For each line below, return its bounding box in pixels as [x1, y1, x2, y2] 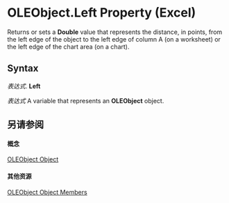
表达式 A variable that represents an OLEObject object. [7, 96, 164, 105]
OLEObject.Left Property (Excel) [7, 5, 196, 21]
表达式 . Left [7, 82, 41, 90]
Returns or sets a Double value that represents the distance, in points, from [7, 28, 223, 36]
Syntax [7, 62, 39, 74]
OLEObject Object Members [7, 188, 88, 196]
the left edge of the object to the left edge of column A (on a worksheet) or [7, 35, 221, 43]
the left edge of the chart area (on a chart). [7, 42, 130, 51]
